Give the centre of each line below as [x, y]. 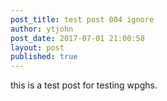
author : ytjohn [42, 29]
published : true [44, 57]
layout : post [37, 47]
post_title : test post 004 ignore [82, 19]
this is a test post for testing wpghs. [84, 85]
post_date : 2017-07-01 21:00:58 [77, 38]
